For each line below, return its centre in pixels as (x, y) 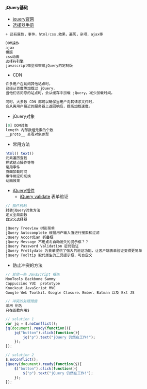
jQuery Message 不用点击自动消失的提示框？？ (47, 242)
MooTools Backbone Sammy (31, 279)
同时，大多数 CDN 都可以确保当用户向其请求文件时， (51, 102)
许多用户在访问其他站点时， (29, 84)
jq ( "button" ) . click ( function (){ (47, 333)
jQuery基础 (17, 7)
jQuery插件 (24, 191)
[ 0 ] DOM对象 (17, 125)
